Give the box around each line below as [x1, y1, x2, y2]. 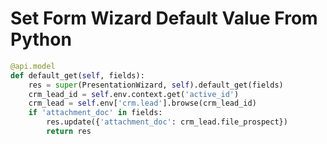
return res [46, 127, 92, 137]
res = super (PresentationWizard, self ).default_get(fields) [28, 80, 284, 90]
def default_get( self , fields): [10, 70, 145, 81]
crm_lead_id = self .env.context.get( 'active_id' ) [28, 89, 240, 99]
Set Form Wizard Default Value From [10, 7, 318, 30]
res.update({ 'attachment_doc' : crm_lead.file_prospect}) [46, 117, 288, 127]
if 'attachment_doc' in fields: [28, 108, 163, 118]
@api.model [10, 61, 56, 71]
